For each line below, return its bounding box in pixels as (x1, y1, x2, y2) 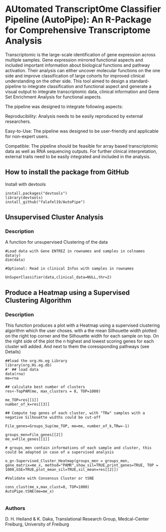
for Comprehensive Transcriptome (5, 25, 151, 36)
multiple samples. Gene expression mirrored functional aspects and (5, 57, 143, 63)
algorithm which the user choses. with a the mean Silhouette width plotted (5, 328, 157, 334)
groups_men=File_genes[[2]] (5, 433, 63, 438)
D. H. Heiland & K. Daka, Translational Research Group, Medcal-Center (5, 516, 149, 522)
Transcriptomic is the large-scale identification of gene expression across (5, 51, 156, 58)
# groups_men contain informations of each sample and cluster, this (5, 445, 152, 450)
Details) (5, 349, 21, 355)
